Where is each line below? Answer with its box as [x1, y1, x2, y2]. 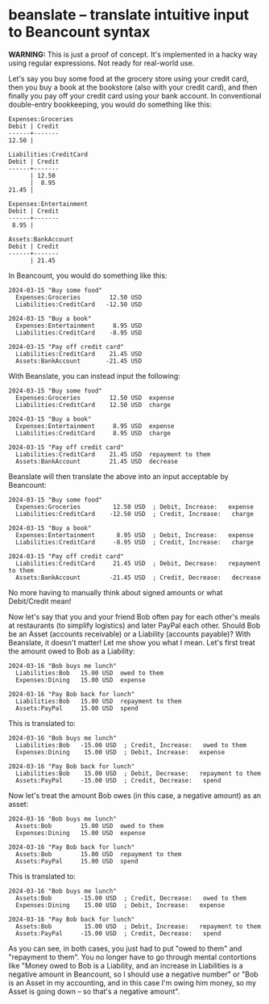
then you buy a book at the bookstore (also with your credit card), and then [8, 82, 258, 92]
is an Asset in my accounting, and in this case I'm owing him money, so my [8, 977, 256, 987]
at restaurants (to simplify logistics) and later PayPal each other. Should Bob [8, 620, 261, 630]
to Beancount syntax [8, 23, 151, 41]
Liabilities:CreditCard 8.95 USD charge [15, 429, 172, 437]
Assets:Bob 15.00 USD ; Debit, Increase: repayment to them [15, 922, 262, 930]
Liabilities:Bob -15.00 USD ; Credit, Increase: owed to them [15, 741, 247, 749]
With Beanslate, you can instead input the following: [8, 371, 181, 380]
